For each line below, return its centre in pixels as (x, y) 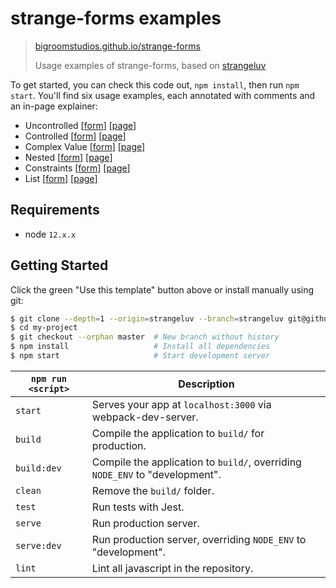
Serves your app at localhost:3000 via (181, 404)
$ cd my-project (44, 328)
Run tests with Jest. (138, 507)
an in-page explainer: (54, 106)
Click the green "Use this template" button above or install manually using (162, 289)
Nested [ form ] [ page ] (68, 157)
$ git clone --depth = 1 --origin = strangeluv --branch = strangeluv (147, 318)
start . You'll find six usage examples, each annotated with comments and (163, 95)
